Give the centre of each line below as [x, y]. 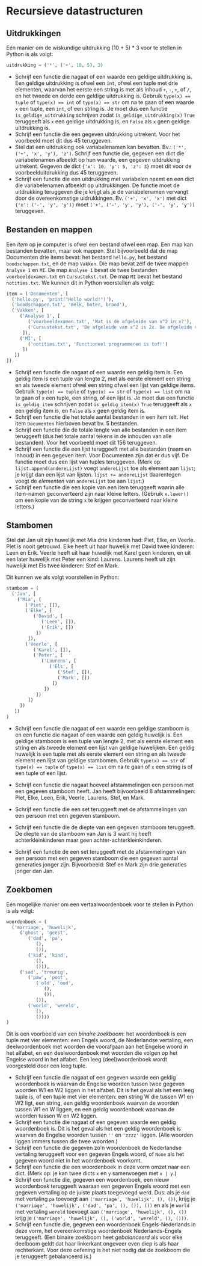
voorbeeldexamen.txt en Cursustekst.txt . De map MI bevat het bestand [94, 276]
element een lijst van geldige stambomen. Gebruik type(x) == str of [100, 760]
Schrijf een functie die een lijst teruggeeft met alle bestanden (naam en [103, 449]
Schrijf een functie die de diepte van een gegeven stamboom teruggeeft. [105, 827]
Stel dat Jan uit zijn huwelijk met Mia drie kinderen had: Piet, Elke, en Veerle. [101, 540]
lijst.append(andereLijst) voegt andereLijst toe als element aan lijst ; [105, 468]
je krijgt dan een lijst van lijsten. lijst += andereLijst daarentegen [98, 475]
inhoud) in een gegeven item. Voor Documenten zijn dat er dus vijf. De [102, 455]
